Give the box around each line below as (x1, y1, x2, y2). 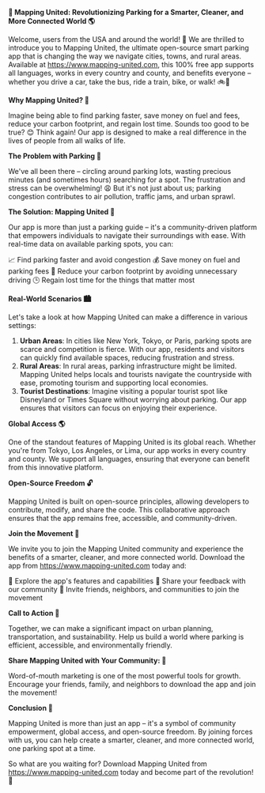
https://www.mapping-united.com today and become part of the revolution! (8, 768, 254, 776)
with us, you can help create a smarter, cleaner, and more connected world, (8, 735, 255, 745)
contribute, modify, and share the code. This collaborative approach (8, 505, 230, 514)
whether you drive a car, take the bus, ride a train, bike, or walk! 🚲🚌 (8, 77, 231, 86)
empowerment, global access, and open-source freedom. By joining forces (8, 727, 253, 736)
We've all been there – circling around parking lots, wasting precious (8, 167, 232, 176)
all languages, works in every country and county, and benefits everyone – (8, 68, 252, 77)
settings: (8, 321, 37, 330)
